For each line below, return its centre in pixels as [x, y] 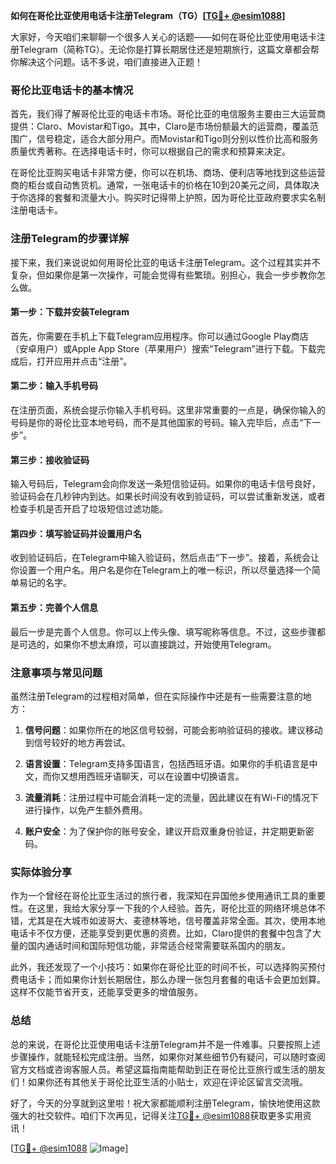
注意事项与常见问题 [56, 672]
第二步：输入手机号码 [54, 386]
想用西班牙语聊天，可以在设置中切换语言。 [156, 776]
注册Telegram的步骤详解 [70, 239]
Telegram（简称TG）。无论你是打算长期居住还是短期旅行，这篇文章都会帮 [169, 49]
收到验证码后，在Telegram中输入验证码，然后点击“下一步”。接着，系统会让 [165, 558]
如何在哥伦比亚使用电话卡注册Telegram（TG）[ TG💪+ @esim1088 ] [148, 15]
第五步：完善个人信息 [54, 607]
